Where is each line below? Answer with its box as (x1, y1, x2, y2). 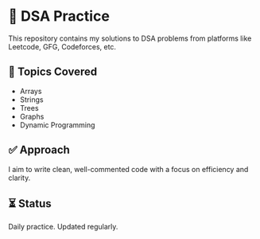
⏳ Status (8, 197, 52, 210)
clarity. (8, 173, 31, 182)
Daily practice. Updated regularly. (8, 222, 118, 232)
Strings (19, 95, 44, 104)
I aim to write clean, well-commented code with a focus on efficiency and (8, 164, 249, 174)
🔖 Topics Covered (8, 65, 98, 79)
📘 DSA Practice (8, 7, 110, 25)
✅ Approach (8, 143, 70, 157)
